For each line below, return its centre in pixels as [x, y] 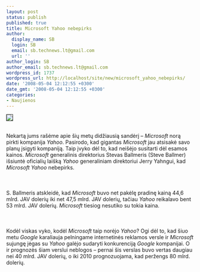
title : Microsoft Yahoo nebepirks [49, 28]
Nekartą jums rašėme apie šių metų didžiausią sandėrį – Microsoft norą [93, 135]
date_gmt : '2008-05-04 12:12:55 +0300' [56, 89]
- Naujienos [21, 100]
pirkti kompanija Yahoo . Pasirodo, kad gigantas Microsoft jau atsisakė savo [98, 142]
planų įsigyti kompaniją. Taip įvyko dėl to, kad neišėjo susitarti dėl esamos [97, 148]
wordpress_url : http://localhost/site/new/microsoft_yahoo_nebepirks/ [96, 78]
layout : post [22, 12]
